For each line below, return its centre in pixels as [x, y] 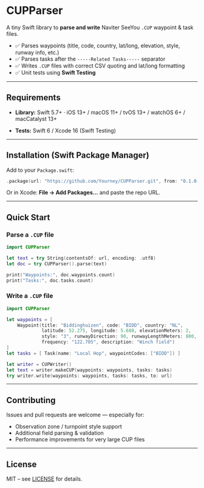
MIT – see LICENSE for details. [45, 479]
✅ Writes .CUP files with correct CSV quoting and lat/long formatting [100, 66]
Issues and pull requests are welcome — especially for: [75, 415]
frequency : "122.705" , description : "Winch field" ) [108, 342]
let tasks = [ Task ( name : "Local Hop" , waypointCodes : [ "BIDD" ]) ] [93, 353]
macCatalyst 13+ [36, 118]
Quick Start [28, 217]
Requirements [33, 98]
